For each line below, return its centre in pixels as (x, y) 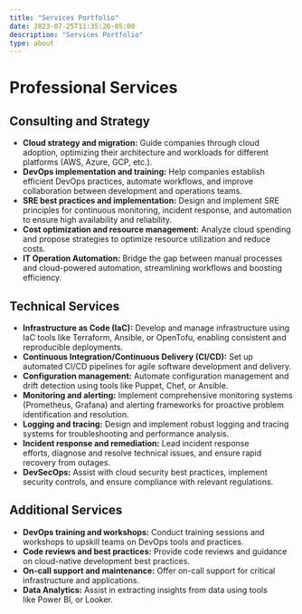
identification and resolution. (75, 415)
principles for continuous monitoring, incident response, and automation (157, 210)
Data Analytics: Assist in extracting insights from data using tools (145, 590)
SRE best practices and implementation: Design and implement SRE (151, 201)
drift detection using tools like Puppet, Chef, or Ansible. (125, 386)
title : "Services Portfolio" (64, 18)
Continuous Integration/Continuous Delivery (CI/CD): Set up (137, 357)
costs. (34, 249)
